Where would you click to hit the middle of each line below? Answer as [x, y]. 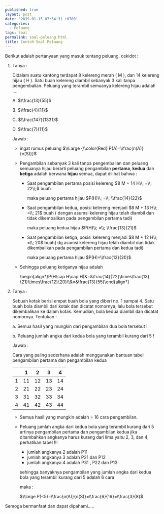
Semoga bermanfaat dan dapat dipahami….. [50, 506]
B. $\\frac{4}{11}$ [30, 110]
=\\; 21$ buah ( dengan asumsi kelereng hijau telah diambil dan [90, 213]
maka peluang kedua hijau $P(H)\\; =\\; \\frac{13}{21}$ [82, 227]
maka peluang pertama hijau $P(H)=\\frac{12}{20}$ [79, 257]
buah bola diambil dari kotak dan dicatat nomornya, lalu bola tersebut [82, 306]
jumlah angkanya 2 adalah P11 [57, 452]
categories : [17, 23]
